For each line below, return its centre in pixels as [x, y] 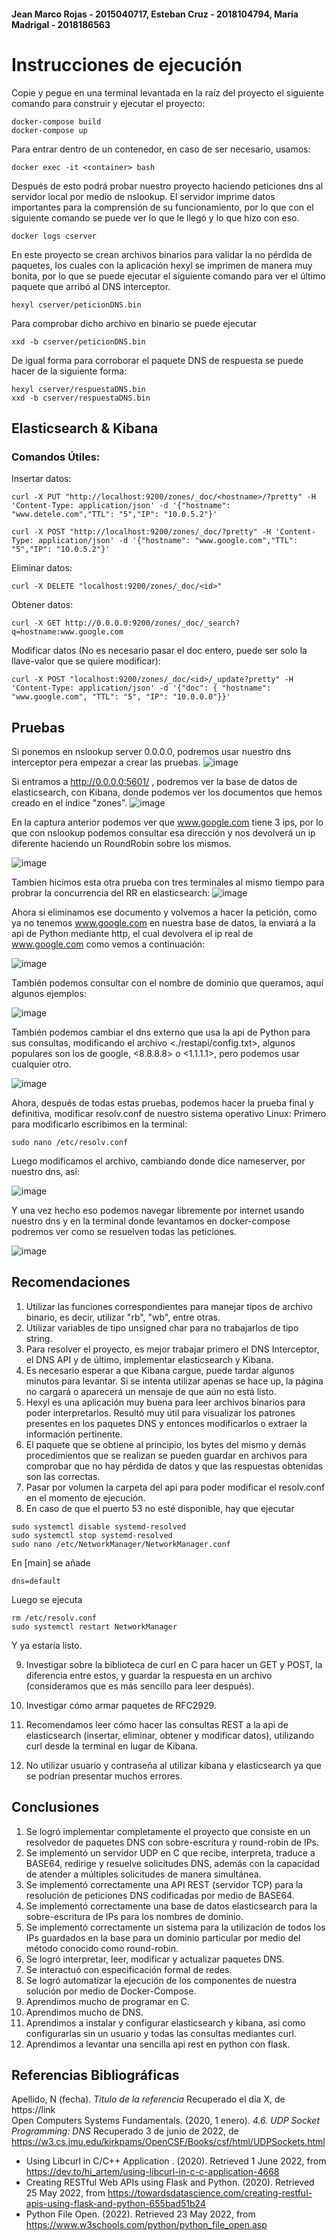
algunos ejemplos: [49, 994]
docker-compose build [56, 121]
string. [39, 1338]
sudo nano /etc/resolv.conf [70, 1143]
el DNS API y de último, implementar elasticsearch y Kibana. [149, 1359]
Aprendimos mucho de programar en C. [107, 2001]
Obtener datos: [42, 605]
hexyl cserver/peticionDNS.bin [76, 305]
